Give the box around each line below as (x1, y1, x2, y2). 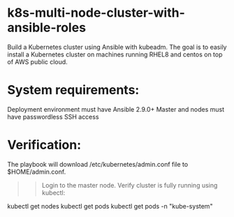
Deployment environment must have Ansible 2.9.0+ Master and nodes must (7, 105, 225, 113)
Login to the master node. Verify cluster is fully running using (41, 181, 218, 189)
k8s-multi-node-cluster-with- (7, 5, 185, 21)
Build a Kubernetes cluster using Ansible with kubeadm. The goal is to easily (7, 43, 227, 51)
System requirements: (7, 82, 140, 98)
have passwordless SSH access (7, 112, 99, 121)
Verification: (7, 137, 82, 153)
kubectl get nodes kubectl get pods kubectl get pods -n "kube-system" (7, 202, 213, 210)
